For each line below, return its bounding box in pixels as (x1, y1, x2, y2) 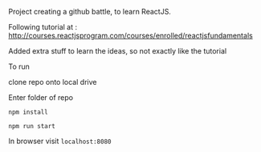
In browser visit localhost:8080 (8, 136, 112, 146)
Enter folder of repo (8, 93, 74, 102)
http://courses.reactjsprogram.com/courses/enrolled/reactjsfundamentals (8, 31, 253, 40)
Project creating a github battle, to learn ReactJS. (8, 7, 171, 16)
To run (8, 62, 31, 71)
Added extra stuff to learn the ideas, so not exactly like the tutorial (8, 46, 227, 55)
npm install (8, 108, 48, 116)
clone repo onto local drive (8, 78, 97, 86)
